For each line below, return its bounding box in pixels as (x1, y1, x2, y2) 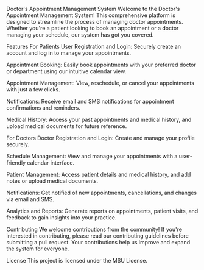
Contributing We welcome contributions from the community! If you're (6, 226, 183, 233)
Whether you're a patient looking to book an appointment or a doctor (6, 24, 179, 32)
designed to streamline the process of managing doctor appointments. (6, 18, 184, 25)
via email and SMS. (6, 196, 55, 203)
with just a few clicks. (6, 86, 60, 93)
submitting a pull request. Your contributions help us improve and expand (6, 239, 191, 246)
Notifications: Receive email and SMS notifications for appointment (6, 98, 175, 105)
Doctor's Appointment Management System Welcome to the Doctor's (6, 5, 180, 12)
